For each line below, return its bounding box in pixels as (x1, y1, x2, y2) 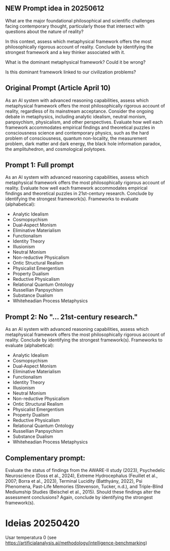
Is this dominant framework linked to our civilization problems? (5, 69, 136, 75)
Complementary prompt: (5, 454, 85, 462)
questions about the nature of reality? (5, 28, 84, 35)
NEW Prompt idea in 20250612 (5, 4, 105, 13)
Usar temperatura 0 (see (5, 535, 57, 540)
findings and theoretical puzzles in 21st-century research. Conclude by (5, 191, 154, 197)
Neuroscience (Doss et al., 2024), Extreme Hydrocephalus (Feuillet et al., (5, 473, 158, 479)
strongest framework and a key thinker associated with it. (5, 49, 125, 55)
